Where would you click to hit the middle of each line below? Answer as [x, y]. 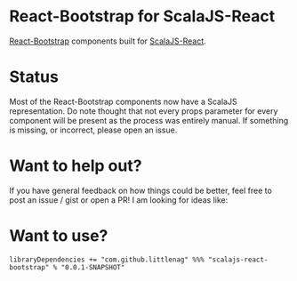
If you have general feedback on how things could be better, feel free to [141, 190]
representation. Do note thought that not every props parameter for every [144, 111]
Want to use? [59, 236]
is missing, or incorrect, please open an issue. [93, 130]
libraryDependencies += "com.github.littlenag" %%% [107, 260]
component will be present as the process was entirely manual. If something [149, 120]
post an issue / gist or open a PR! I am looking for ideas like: [119, 200]
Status [34, 77]
